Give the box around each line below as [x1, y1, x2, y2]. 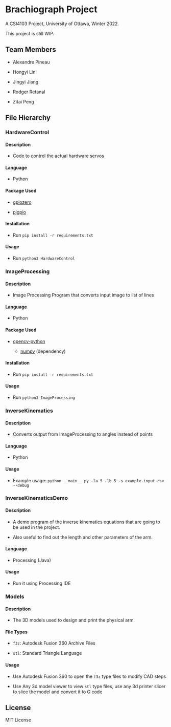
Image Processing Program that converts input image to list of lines [12, 292, 154, 298]
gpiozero [12, 199, 32, 205]
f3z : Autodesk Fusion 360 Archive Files [12, 640, 95, 646]
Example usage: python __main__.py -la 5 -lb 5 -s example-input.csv [12, 477, 164, 483]
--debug [12, 483, 29, 488]
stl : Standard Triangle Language [12, 650, 82, 656]
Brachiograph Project [5, 4, 98, 15]
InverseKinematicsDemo [5, 495, 68, 502]
